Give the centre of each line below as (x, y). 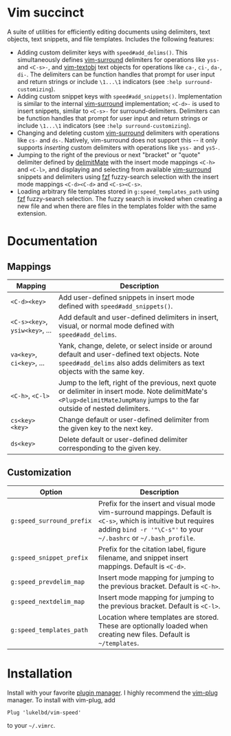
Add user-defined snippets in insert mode (126, 297)
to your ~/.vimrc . (31, 725)
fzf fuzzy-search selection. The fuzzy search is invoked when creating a (120, 198)
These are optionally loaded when (153, 626)
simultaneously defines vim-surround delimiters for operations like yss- (118, 59)
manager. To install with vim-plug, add (61, 700)
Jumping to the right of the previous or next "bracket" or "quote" (109, 155)
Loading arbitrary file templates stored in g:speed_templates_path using (118, 191)
